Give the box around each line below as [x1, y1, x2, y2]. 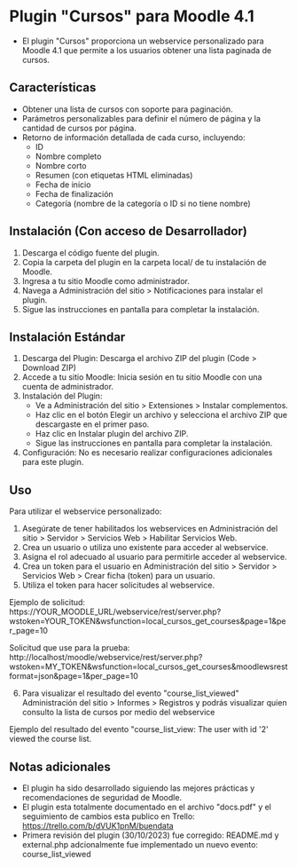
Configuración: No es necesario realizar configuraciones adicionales [21, 447, 273, 458]
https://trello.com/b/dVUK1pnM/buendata [21, 821, 175, 831]
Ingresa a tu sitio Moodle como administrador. [21, 275, 191, 286]
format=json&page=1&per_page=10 [9, 671, 139, 682]
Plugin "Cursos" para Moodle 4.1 [9, 6, 254, 27]
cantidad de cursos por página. [21, 122, 137, 133]
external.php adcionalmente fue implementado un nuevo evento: [21, 839, 259, 849]
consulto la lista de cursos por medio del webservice [21, 707, 215, 718]
